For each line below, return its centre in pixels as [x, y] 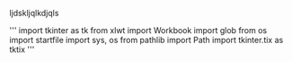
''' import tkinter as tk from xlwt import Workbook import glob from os [138, 30]
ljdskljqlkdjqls [34, 13]
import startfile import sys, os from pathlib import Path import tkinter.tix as [146, 40]
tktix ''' [22, 49]
